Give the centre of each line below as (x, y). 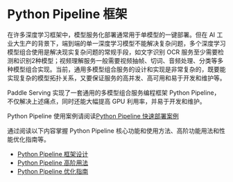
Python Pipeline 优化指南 (53, 171)
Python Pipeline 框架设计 (53, 154)
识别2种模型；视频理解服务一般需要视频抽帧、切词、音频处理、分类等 (118, 60)
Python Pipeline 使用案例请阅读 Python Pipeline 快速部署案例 (93, 116)
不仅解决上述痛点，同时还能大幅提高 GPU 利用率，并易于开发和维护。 (106, 101)
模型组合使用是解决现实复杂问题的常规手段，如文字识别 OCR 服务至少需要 (113, 52)
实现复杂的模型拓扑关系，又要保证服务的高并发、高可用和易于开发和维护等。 (116, 78)
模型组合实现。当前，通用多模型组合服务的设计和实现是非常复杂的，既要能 (119, 69)
